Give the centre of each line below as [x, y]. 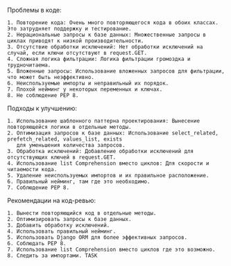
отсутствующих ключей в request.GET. [62, 157]
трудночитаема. [29, 65]
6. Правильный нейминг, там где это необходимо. [79, 181]
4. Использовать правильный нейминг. [62, 231]
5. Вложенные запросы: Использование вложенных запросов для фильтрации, [116, 71]
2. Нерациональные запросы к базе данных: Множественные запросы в [107, 35]
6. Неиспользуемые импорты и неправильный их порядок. [88, 83]
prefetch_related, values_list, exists [65, 139]
